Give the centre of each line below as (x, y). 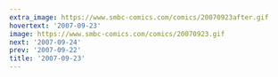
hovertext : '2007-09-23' (55, 26)
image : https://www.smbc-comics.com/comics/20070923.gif (117, 34)
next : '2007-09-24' (45, 42)
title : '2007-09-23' (48, 58)
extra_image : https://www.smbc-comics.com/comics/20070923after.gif (139, 17)
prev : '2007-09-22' (45, 50)
